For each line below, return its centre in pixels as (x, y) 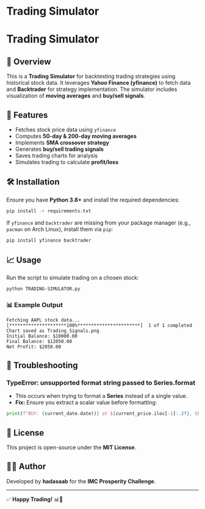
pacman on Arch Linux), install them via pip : (60, 229)
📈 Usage (24, 260)
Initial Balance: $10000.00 (42, 336)
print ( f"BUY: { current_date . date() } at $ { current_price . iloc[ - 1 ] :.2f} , (99, 414)
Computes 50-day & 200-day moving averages (76, 136)
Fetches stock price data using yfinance (66, 130)
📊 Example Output (34, 305)
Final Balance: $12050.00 (39, 341)
